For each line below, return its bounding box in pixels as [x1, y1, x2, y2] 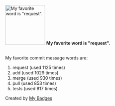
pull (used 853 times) [12, 80, 56, 86]
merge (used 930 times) [12, 75, 62, 81]
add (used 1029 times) [12, 70, 59, 76]
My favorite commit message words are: [5, 55, 88, 61]
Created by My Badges [5, 95, 52, 101]
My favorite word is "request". [46, 40, 111, 46]
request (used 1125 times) [12, 64, 66, 70]
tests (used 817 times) [12, 86, 58, 91]
